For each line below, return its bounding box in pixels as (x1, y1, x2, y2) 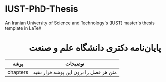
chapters (7, 68, 29, 75)
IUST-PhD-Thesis (5, 3, 78, 15)
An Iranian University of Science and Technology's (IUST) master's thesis (5, 20, 155, 26)
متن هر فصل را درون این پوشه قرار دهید (33, 68, 117, 75)
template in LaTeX (5, 25, 41, 31)
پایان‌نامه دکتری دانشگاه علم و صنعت (29, 42, 161, 54)
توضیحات (65, 60, 85, 67)
